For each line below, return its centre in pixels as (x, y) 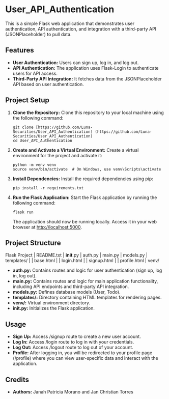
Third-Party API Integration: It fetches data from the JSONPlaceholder (87, 79)
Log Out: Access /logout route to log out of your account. (73, 348)
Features (20, 50)
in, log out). (25, 276)
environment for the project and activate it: (58, 155)
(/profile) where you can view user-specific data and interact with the (86, 358)
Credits (17, 379)
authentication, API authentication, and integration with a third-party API (81, 28)
